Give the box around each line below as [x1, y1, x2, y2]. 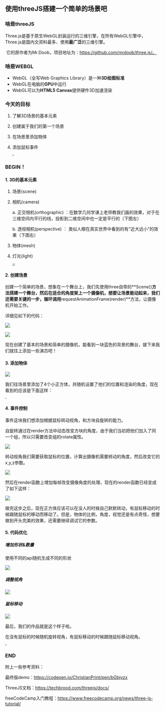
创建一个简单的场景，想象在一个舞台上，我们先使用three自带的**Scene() [5, 284, 152, 290]
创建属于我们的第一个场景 [12, 124, 64, 129]
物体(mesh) [12, 243, 36, 248]
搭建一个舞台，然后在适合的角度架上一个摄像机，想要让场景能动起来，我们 [9, 290, 160, 296]
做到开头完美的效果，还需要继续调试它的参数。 [5, 517, 100, 523]
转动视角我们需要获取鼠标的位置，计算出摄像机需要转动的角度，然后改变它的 [5, 453, 160, 459]
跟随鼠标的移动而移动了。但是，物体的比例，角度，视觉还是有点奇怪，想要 [9, 511, 160, 517]
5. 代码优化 [5, 529, 27, 535]
